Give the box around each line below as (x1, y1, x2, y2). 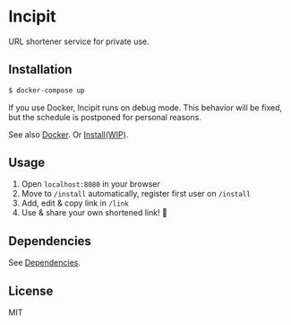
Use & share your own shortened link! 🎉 (21, 207, 167, 218)
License (8, 283, 54, 298)
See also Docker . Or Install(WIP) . (8, 128, 129, 140)
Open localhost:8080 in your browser (21, 179, 160, 189)
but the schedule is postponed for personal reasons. (8, 111, 202, 122)
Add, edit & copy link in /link (21, 198, 129, 208)
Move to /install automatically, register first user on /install (21, 189, 252, 199)
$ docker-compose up (8, 85, 86, 95)
